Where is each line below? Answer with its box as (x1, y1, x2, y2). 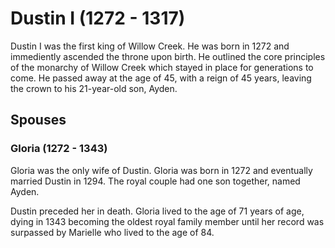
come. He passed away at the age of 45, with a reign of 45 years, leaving (10, 72, 312, 84)
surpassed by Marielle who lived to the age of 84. (10, 226, 215, 238)
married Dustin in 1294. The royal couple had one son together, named (10, 175, 301, 187)
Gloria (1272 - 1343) (10, 142, 108, 156)
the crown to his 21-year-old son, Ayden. (10, 82, 178, 94)
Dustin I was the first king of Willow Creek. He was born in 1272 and (10, 40, 290, 52)
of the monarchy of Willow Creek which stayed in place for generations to (10, 61, 314, 73)
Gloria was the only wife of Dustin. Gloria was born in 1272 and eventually (10, 164, 313, 176)
